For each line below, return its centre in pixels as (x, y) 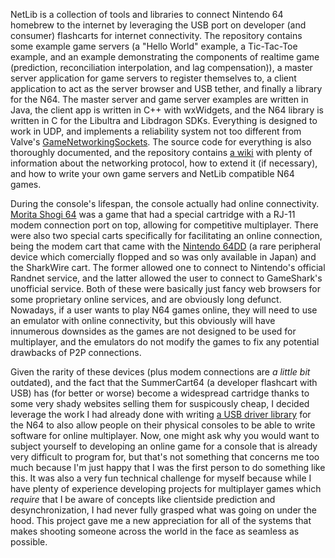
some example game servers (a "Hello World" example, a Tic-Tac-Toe (154, 46)
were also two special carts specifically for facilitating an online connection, (166, 235)
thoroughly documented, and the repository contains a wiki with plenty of (161, 152)
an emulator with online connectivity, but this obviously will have (143, 320)
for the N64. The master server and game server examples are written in (159, 99)
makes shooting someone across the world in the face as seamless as (155, 531)
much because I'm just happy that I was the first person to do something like (168, 467)
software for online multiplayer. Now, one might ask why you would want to (165, 435)
